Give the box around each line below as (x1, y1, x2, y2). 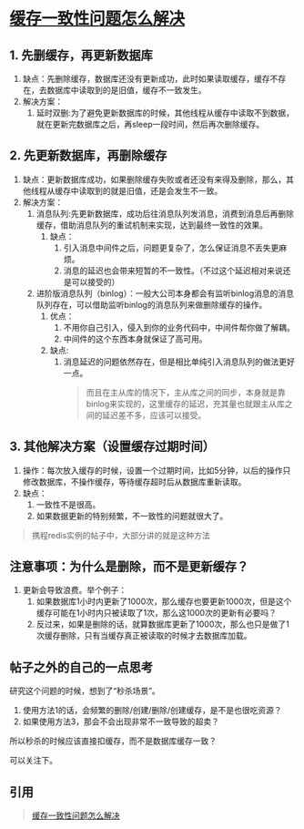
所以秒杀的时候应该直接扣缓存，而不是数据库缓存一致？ (9, 735, 217, 747)
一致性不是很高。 (35, 498, 101, 510)
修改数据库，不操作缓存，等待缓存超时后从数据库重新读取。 (22, 476, 247, 487)
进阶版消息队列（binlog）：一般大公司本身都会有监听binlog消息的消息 (35, 288, 294, 299)
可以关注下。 (9, 755, 57, 766)
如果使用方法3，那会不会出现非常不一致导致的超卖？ (22, 716, 220, 727)
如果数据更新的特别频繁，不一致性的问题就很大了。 (35, 510, 228, 521)
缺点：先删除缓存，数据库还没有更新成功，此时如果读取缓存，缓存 (22, 74, 270, 84)
